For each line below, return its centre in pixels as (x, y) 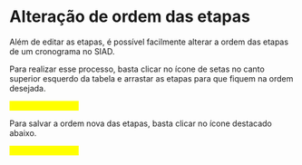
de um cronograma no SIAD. (62, 51)
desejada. (28, 88)
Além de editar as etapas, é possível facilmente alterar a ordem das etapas (149, 42)
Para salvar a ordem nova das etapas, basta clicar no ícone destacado (141, 123)
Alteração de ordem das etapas (130, 17)
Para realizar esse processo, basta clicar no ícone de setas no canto (137, 69)
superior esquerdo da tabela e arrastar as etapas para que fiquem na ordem (151, 78)
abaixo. (23, 132)
